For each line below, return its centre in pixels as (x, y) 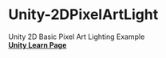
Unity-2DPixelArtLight (83, 15)
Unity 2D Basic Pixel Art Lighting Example (77, 37)
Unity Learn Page (38, 44)
